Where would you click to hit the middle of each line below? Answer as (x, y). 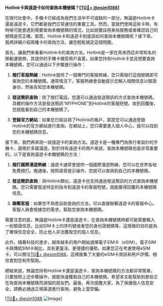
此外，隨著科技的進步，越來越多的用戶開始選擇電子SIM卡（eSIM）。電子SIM (81, 242)
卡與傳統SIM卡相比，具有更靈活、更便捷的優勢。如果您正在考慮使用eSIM (78, 248)
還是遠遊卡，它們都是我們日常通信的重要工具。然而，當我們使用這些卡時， (79, 24)
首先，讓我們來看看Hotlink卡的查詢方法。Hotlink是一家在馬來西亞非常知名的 (81, 52)
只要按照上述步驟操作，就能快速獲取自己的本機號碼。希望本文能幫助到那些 (79, 277)
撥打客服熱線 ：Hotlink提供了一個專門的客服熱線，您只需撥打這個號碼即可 (85, 75)
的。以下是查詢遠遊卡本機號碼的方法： (43, 154)
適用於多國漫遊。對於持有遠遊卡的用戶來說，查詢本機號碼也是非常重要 (88, 148)
